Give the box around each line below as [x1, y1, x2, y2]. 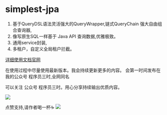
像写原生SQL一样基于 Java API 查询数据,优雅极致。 [12, 33, 118, 39]
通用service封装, [12, 39, 47, 46]
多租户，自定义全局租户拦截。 [12, 46, 74, 52]
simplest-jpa [5, 4, 59, 15]
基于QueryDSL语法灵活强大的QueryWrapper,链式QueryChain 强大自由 [12, 21, 158, 27]
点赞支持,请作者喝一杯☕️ [5, 104, 54, 110]
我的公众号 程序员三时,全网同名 [5, 73, 69, 79]
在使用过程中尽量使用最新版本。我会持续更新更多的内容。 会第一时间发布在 [5, 67, 161, 73]
